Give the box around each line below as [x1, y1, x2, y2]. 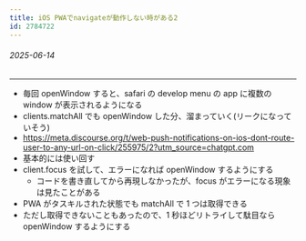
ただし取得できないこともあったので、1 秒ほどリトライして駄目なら [22, 209, 276, 220]
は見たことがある [36, 186, 101, 197]
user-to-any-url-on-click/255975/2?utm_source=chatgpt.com [22, 142, 255, 153]
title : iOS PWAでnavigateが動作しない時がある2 [9, 13, 178, 23]
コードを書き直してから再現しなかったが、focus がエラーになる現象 [36, 175, 291, 186]
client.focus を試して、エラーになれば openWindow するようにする [22, 164, 274, 175]
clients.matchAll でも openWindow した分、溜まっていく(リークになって [22, 110, 292, 121]
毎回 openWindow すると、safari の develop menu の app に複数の [22, 87, 272, 98]
